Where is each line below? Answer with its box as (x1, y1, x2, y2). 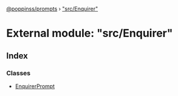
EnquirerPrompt (15, 82, 55, 90)
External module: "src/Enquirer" (6, 27, 173, 40)
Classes (6, 69, 31, 77)
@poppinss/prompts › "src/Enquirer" (6, 5, 98, 12)
